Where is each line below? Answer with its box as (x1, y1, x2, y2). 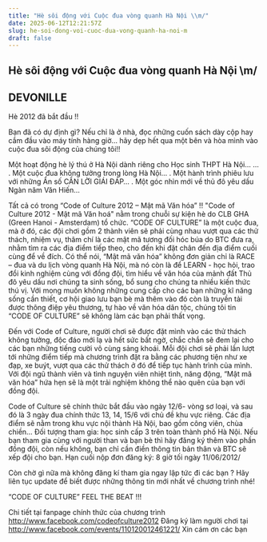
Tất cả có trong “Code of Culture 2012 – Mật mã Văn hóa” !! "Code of (8, 201, 235, 210)
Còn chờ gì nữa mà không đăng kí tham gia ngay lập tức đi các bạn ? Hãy (8, 468, 249, 478)
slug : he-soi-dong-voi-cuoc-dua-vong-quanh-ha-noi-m (8, 26, 188, 34)
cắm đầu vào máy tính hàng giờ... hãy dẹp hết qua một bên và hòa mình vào (8, 136, 258, 145)
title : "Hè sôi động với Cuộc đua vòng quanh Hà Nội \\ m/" (8, 11, 209, 20)
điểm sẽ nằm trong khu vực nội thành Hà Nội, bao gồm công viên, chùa (8, 419, 244, 428)
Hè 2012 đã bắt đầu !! (8, 112, 79, 122)
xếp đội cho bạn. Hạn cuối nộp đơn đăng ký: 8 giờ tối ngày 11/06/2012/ (8, 452, 241, 462)
